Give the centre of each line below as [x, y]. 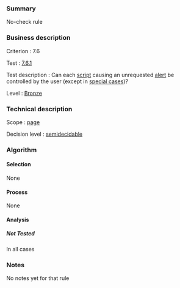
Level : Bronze [24, 93]
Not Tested [21, 234]
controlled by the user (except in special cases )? [67, 81]
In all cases [20, 249]
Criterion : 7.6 [23, 51]
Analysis [18, 220]
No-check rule [24, 22]
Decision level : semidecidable [45, 134]
